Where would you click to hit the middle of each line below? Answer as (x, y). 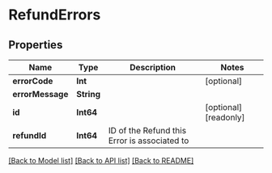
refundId (30, 135)
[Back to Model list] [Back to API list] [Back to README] (101, 160)
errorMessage (40, 94)
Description (153, 68)
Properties (36, 45)
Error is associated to (149, 141)
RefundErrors (55, 15)
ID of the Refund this (147, 131)
